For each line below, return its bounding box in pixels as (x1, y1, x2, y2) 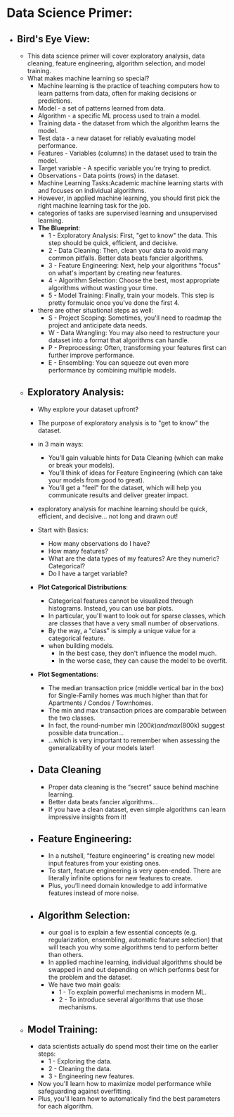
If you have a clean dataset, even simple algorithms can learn (48, 805, 226, 813)
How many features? (48, 547, 108, 555)
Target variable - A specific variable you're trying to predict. (37, 164, 212, 172)
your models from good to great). (48, 475, 145, 484)
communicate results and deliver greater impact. (48, 491, 189, 499)
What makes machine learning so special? (27, 74, 150, 82)
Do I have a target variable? (48, 569, 128, 578)
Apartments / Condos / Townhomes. (48, 699, 154, 707)
